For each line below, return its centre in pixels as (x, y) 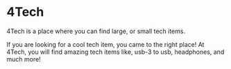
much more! (24, 59)
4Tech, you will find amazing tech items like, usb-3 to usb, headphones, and (115, 52)
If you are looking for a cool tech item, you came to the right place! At (105, 44)
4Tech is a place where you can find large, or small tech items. (96, 31)
